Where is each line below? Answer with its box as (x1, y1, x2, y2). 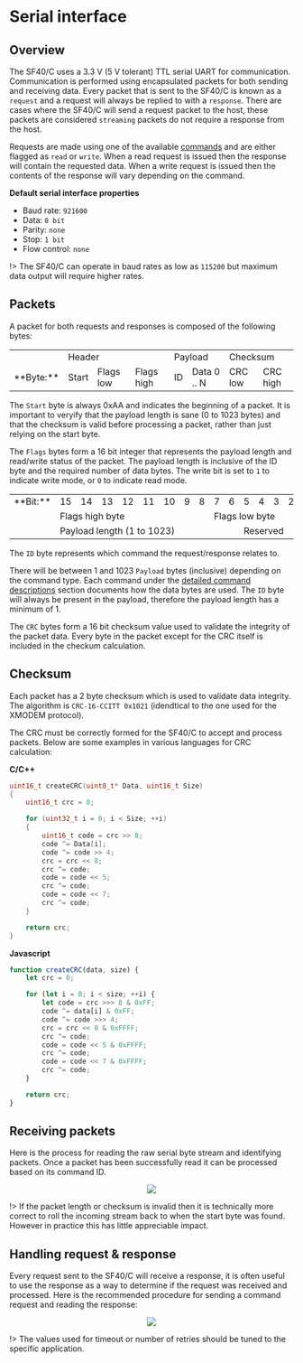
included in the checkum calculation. (9, 639, 146, 651)
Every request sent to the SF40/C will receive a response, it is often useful (9, 1271, 286, 1282)
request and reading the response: (9, 1299, 138, 1311)
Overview (9, 42, 66, 58)
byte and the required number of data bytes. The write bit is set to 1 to (9, 465, 271, 476)
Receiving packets (9, 1124, 115, 1139)
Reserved (243, 524, 284, 537)
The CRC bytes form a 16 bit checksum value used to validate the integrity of (9, 621, 290, 631)
